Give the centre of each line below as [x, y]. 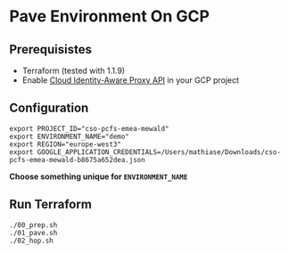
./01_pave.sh [33, 233]
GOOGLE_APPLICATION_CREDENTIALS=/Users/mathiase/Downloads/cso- [159, 152]
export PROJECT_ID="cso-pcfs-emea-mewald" [89, 128]
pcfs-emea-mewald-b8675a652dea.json [77, 160]
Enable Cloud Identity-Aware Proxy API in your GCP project [130, 80]
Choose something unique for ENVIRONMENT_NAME [99, 176]
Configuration [49, 108]
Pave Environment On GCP [109, 16]
